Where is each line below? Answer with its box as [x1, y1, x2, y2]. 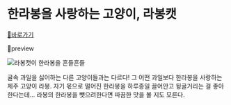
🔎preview [7, 44, 35, 52]
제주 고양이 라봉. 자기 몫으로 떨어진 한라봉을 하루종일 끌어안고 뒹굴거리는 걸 [7, 82, 212, 90]
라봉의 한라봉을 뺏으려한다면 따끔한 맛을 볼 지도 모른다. [36, 90, 186, 99]
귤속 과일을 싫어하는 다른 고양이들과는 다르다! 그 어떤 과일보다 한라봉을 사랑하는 [7, 73, 223, 82]
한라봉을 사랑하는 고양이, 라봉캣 [7, 6, 177, 22]
